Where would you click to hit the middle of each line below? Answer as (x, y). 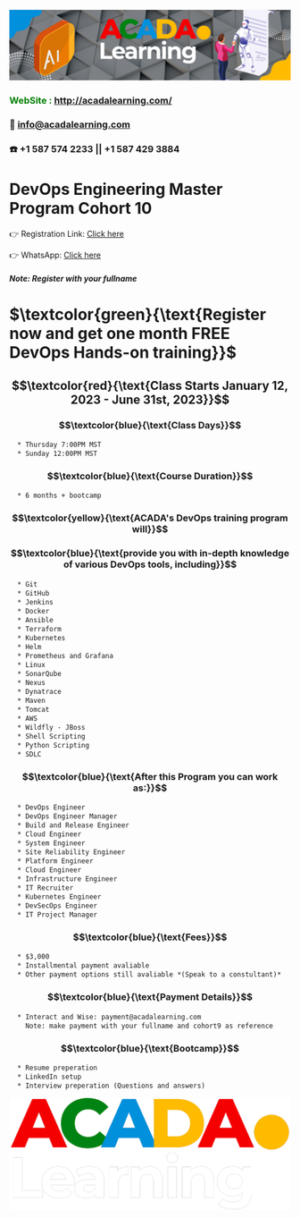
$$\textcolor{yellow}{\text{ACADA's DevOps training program (150, 518)
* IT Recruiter (46, 888)
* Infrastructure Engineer (67, 879)
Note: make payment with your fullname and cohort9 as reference (150, 1026)
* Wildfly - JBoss (52, 727)
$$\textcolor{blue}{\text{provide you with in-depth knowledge (150, 554)
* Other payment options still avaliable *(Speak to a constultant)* (149, 975)
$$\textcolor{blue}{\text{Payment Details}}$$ (150, 997)
